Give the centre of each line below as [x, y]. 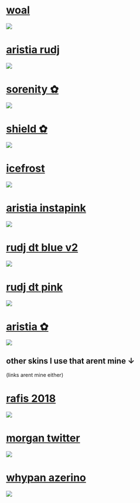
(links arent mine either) [35, 375]
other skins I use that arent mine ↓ [70, 361]
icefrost [25, 168]
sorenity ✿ [33, 89]
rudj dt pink [35, 287]
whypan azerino [46, 478]
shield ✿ [27, 129]
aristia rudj [33, 50]
